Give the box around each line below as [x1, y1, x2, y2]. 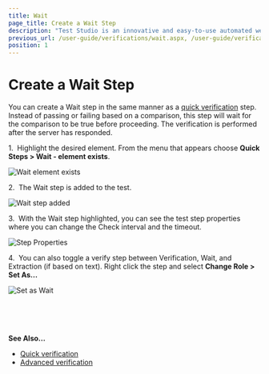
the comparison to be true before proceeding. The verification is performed [8, 119, 258, 129]
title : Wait [8, 11, 48, 20]
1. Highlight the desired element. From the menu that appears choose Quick [8, 143, 260, 153]
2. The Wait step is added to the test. [8, 183, 132, 193]
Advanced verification [19, 357, 94, 368]
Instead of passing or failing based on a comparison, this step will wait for [8, 111, 252, 121]
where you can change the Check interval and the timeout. [8, 222, 202, 232]
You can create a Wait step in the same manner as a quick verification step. [8, 102, 257, 112]
